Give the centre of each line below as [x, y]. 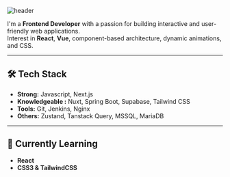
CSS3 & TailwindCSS [47, 167]
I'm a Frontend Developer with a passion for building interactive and [103, 24]
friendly [18, 31]
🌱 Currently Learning [52, 144]
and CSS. [20, 45]
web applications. [55, 31]
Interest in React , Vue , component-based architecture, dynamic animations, [114, 38]
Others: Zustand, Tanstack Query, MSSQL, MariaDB [90, 115]
